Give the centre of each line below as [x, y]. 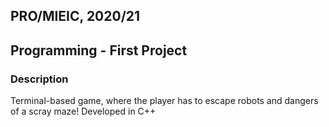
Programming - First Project [99, 50]
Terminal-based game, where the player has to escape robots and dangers [164, 101]
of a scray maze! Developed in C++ [83, 111]
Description [39, 79]
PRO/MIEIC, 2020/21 [75, 16]
